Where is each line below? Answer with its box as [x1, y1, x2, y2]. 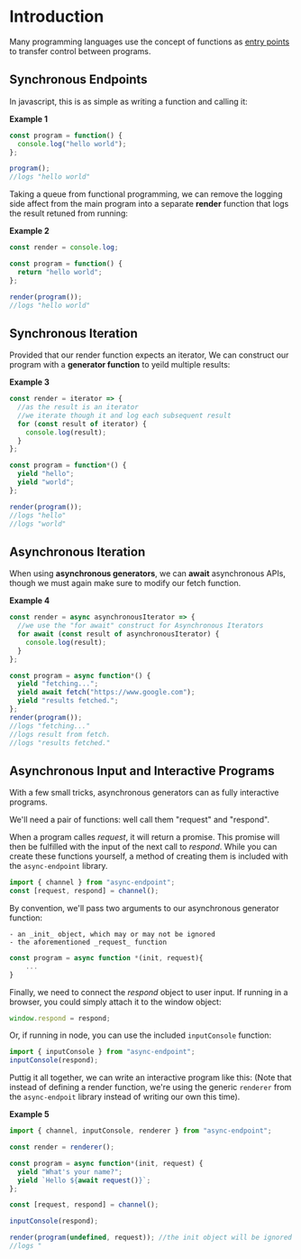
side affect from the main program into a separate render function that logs [9, 199, 289, 210]
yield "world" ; [17, 478, 75, 487]
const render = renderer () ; [9, 1142, 115, 1152]
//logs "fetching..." [9, 721, 91, 731]
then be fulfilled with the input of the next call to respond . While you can [9, 842, 278, 853]
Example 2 [9, 226, 50, 237]
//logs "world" [9, 519, 67, 528]
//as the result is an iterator [17, 403, 140, 412]
